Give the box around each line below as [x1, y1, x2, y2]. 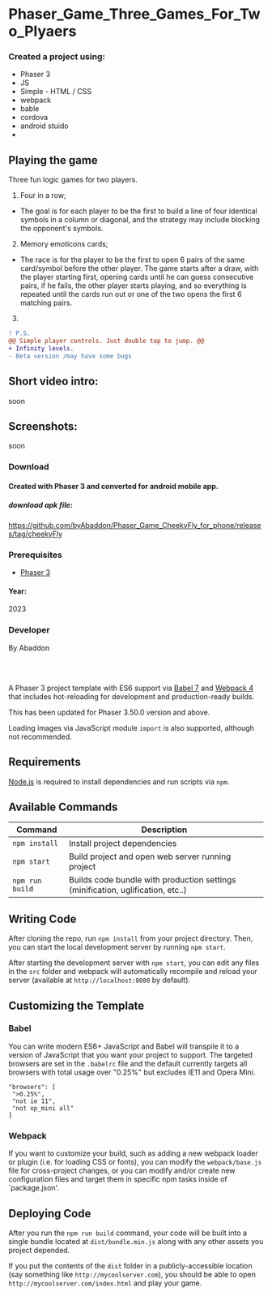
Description [141, 824, 188, 835]
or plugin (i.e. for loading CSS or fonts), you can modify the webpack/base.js [8, 1157, 262, 1167]
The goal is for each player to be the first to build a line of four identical [19, 206, 257, 216]
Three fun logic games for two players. [8, 175, 138, 185]
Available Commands [8, 800, 118, 813]
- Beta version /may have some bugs [8, 352, 132, 360]
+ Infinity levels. [8, 345, 74, 353]
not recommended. [8, 732, 73, 741]
